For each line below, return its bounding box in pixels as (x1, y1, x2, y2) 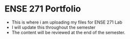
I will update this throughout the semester (11, 24, 96, 30)
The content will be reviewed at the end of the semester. (11, 29, 126, 35)
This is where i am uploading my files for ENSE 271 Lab (11, 19, 123, 25)
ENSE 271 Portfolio (4, 3, 81, 14)
